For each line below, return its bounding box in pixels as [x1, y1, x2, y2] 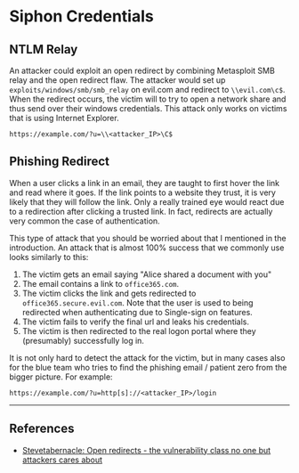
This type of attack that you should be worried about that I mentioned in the [9, 232, 287, 243]
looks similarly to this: [9, 251, 89, 262]
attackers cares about [21, 454, 103, 465]
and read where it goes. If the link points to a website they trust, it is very [9, 187, 276, 198]
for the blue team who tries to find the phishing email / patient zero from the [9, 362, 287, 372]
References [9, 421, 75, 436]
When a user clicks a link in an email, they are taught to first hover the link [9, 177, 280, 188]
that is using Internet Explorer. [9, 113, 119, 123]
